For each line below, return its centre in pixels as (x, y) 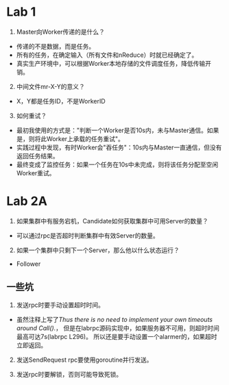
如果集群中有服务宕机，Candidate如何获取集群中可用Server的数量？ (112, 221)
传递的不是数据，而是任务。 (56, 46)
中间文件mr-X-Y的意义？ (50, 86)
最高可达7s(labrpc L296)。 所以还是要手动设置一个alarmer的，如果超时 (117, 336)
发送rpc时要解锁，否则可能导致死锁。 (69, 374)
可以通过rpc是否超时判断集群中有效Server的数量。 (87, 235)
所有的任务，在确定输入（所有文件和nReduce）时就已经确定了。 (107, 55)
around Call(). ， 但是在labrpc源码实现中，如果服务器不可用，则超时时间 (118, 328)
